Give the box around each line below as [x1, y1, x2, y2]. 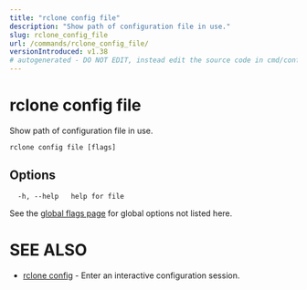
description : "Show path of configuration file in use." [9, 22, 231, 31]
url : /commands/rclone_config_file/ [9, 38, 149, 48]
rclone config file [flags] [9, 142, 117, 151]
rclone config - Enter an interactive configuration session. [22, 270, 240, 281]
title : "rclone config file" [9, 13, 121, 23]
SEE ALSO [9, 239, 88, 260]
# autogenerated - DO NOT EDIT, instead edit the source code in [9, 56, 263, 65]
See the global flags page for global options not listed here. [9, 207, 233, 219]
